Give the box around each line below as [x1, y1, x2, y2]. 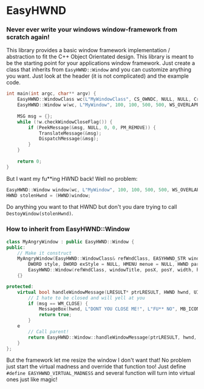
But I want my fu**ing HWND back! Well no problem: [6, 175, 138, 182]
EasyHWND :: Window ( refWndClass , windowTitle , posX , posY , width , [28, 267, 194, 273]
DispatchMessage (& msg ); [38, 136, 99, 142]
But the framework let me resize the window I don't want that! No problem [6, 356, 191, 364]
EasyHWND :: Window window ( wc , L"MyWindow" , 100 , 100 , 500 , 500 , [6, 186, 170, 193]
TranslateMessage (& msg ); [38, 130, 102, 137]
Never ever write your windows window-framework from [6, 25, 178, 34]
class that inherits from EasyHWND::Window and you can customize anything [6, 66, 192, 73]
